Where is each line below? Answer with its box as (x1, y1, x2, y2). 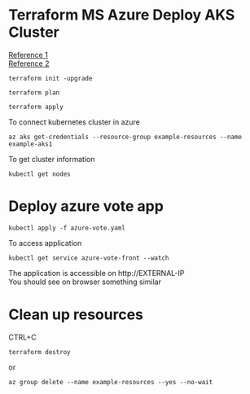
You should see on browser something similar (8, 277, 161, 287)
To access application (8, 238, 82, 247)
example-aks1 (8, 140, 53, 148)
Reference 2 (8, 59, 50, 68)
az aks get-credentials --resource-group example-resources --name (8, 133, 243, 141)
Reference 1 (8, 50, 49, 59)
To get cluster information (8, 154, 95, 164)
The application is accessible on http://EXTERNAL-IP (8, 268, 185, 278)
